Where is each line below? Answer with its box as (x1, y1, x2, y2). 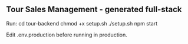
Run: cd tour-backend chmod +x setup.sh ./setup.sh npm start (6, 20, 158, 27)
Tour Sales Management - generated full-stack (6, 5, 182, 14)
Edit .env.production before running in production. (6, 31, 128, 38)
